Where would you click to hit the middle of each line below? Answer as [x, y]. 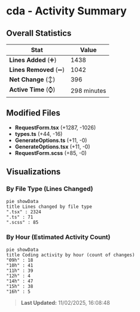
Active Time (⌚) [32, 90]
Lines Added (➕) [33, 60]
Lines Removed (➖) [37, 70]
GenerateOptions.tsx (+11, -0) [53, 146]
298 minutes [88, 90]
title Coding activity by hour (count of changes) [71, 255]
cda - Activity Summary [66, 11]
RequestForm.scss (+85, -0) [51, 153]
